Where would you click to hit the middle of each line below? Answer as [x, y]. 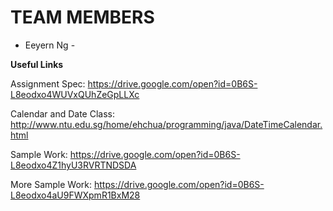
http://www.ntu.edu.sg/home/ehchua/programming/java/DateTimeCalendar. [166, 124]
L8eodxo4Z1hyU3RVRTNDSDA [73, 165]
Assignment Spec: [48, 83]
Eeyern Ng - [50, 45]
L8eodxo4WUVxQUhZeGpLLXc [75, 94]
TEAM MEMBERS [82, 17]
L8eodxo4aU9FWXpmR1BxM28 [75, 195]
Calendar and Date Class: [62, 113]
